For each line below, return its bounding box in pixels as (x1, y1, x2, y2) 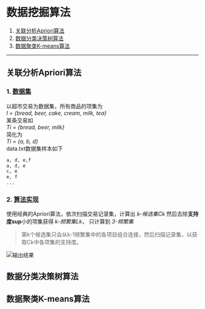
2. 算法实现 (6, 195, 39, 203)
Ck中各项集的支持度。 (26, 239, 82, 246)
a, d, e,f (6, 157, 32, 163)
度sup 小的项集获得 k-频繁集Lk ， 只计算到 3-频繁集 (6, 218, 134, 225)
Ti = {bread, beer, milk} (6, 123, 65, 131)
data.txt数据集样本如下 (6, 145, 63, 152)
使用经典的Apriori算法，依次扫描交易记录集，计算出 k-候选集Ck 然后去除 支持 (6, 210, 199, 217)
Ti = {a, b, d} (6, 137, 38, 145)
